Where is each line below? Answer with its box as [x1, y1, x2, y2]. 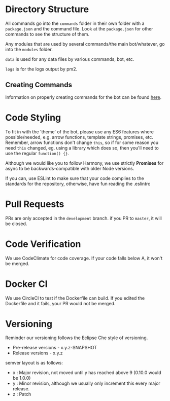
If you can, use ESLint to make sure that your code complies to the [5, 175, 144, 181]
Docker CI [5, 278, 48, 289]
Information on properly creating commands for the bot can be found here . [5, 94, 162, 100]
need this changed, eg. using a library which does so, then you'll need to [5, 144, 159, 151]
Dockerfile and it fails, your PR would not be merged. [5, 300, 116, 306]
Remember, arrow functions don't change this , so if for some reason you [5, 139, 159, 145]
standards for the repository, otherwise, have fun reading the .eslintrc [5, 180, 151, 187]
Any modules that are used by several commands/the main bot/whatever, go [5, 41, 165, 47]
